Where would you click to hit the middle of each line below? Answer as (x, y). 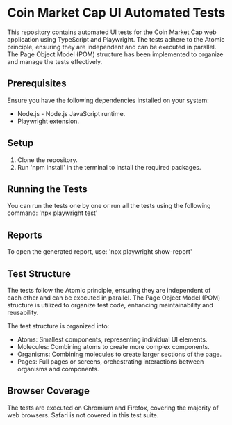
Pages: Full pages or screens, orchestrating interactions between (110, 362)
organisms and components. (58, 369)
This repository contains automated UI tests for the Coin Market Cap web (112, 32)
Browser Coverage (49, 391)
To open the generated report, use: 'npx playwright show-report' (100, 252)
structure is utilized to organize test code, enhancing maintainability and (110, 305)
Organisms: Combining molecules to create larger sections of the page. (119, 354)
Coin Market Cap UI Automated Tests (116, 13)
